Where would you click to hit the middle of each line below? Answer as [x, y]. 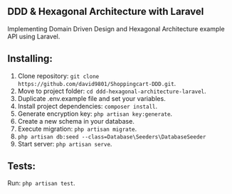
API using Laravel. [34, 36]
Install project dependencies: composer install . [88, 106]
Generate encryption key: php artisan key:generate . [95, 114]
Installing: [30, 59]
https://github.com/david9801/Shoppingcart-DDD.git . [97, 83]
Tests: [21, 166]
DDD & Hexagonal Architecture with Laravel [106, 12]
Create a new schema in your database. [76, 121]
